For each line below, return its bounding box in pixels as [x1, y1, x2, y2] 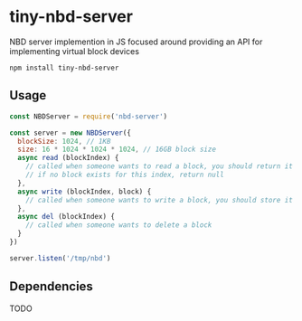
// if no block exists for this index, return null [25, 170, 224, 179]
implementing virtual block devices [9, 45, 140, 56]
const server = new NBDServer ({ [9, 128, 131, 137]
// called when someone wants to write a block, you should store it [25, 195, 294, 204]
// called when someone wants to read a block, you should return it [25, 162, 294, 171]
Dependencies [9, 279, 93, 295]
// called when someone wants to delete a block [25, 221, 212, 230]
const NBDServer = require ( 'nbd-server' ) [9, 111, 168, 121]
